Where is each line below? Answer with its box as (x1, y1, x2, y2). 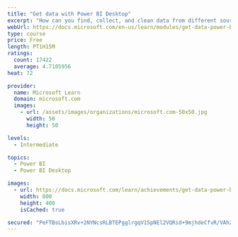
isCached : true (20, 206, 65, 213)
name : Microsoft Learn (13, 89, 81, 96)
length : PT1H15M (7, 43, 55, 50)
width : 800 (20, 192, 52, 200)
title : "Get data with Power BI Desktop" (7, 10, 132, 18)
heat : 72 (7, 69, 33, 76)
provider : (7, 82, 37, 89)
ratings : (7, 50, 33, 57)
